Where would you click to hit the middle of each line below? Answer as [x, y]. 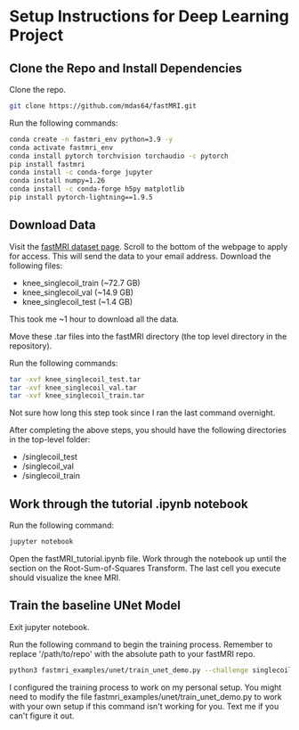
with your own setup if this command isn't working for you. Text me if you [144, 706]
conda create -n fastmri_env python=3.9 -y [91, 139]
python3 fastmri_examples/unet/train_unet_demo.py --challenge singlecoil [151, 670]
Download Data [53, 225]
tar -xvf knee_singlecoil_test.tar [75, 379]
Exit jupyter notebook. [50, 627]
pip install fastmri [48, 164]
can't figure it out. [42, 716]
